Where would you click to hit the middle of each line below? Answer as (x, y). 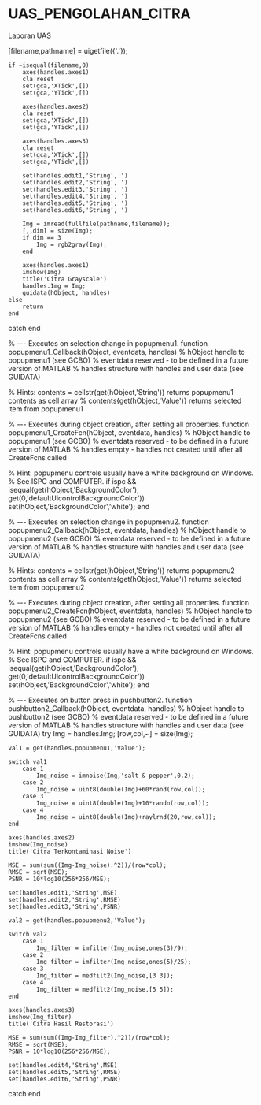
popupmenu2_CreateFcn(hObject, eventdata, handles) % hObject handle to (130, 611)
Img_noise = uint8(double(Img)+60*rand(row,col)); (121, 789)
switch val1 (28, 761)
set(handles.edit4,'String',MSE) (63, 1065)
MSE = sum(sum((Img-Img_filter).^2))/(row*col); (89, 1037)
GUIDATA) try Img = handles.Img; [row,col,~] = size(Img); (101, 733)
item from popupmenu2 (46, 587)
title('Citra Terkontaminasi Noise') (70, 851)
